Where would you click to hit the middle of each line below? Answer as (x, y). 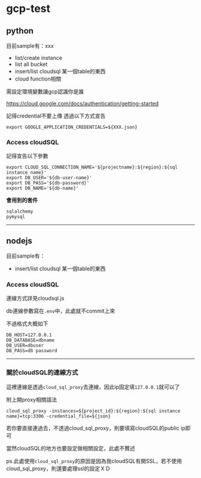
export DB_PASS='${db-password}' (48, 183)
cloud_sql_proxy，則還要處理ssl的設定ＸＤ (58, 468)
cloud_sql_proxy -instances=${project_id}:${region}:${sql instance (93, 411)
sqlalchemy (20, 211)
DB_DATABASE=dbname (31, 340)
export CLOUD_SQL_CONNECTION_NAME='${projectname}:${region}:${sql (92, 167)
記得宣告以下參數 (27, 156)
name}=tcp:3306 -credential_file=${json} (59, 416)
